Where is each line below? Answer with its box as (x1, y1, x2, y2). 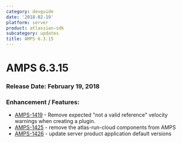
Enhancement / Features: (6, 98, 80, 107)
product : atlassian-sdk (6, 25, 65, 31)
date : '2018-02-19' (6, 14, 54, 20)
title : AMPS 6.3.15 (6, 36, 54, 42)
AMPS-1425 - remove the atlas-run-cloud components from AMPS (14, 124, 176, 131)
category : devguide (6, 8, 54, 15)
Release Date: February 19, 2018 (6, 82, 100, 91)
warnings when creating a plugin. (14, 118, 96, 125)
